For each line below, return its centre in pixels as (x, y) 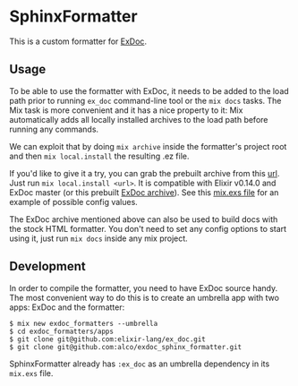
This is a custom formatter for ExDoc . (78, 41)
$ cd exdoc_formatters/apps (62, 331)
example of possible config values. (74, 202)
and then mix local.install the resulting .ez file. (99, 156)
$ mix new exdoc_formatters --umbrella (84, 323)
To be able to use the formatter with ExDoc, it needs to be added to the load (149, 90)
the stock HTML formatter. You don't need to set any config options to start (148, 228)
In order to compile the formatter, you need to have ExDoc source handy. (144, 287)
